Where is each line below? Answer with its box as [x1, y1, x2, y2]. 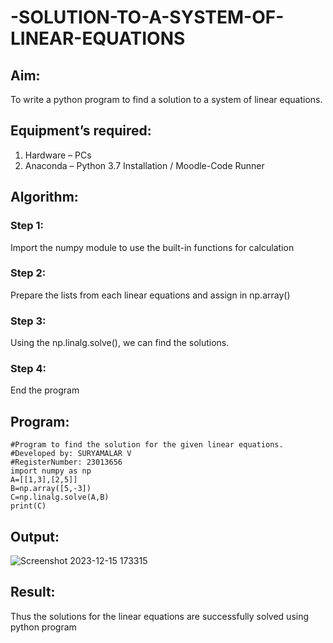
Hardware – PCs [24, 149, 92, 161]
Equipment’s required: [10, 122, 152, 140]
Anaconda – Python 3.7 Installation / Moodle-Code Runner [24, 159, 265, 171]
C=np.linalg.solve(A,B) [10, 492, 110, 503]
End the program [10, 384, 80, 396]
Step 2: [10, 266, 47, 280]
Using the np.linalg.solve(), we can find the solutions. [10, 337, 230, 349]
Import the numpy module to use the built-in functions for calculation [10, 241, 295, 253]
